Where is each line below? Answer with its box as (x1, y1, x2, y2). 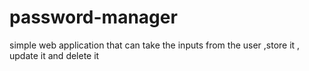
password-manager (9, 6, 178, 29)
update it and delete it (9, 49, 100, 61)
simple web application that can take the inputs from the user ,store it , (9, 39, 301, 51)
